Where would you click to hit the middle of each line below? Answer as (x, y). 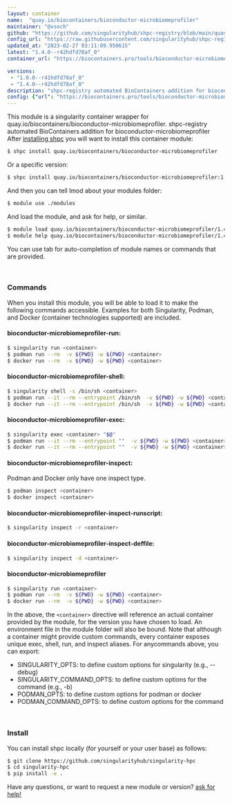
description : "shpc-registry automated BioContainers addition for (106, 91)
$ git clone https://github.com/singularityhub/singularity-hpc (101, 761)
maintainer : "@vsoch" (38, 26)
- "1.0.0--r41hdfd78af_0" (47, 78)
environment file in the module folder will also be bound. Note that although (115, 629)
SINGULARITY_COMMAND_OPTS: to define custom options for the (112, 680)
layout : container (33, 14)
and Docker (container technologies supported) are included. (94, 317)
